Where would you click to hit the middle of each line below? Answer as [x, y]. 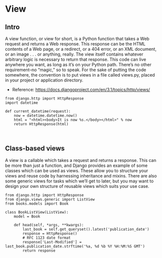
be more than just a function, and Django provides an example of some [76, 165]
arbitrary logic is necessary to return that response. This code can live [76, 59]
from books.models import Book [37, 203]
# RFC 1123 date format [47, 238]
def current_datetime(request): [38, 111]
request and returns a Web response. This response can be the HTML [75, 44]
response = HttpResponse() [50, 233]
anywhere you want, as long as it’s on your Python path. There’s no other [78, 65]
